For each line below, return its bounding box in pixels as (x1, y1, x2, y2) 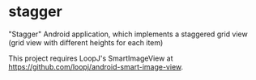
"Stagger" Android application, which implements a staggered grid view (8, 29, 249, 39)
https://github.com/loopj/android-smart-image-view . (8, 61, 184, 71)
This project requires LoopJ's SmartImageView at (8, 53, 173, 63)
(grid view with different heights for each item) (8, 37, 164, 47)
